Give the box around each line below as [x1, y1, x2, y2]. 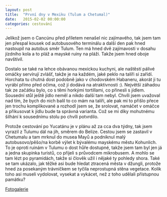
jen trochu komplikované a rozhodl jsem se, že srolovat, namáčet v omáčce [5, 103, 160, 109]
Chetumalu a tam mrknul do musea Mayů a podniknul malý [5, 134, 126, 140]
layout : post [5, 7, 32, 12]
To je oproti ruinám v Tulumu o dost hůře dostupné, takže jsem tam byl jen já [5, 144, 162, 150]
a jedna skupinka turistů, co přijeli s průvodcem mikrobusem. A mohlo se [5, 150, 155, 156]
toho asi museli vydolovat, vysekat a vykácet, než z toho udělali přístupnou [5, 171, 160, 177]
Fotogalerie [5, 186, 28, 192]
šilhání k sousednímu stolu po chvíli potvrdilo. [5, 113, 99, 120]
